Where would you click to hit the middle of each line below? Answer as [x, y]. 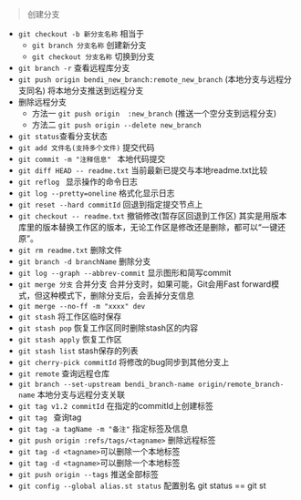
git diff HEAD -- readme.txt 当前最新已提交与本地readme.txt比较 [143, 170]
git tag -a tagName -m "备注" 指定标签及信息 [103, 429]
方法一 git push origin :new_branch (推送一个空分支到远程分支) [154, 113]
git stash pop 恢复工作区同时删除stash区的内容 [108, 328]
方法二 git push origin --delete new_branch [117, 125]
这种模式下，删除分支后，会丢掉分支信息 [118, 296]
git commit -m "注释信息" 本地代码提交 [92, 159]
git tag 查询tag [50, 417]
